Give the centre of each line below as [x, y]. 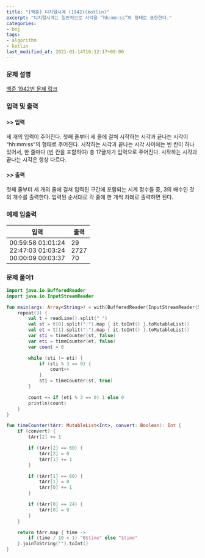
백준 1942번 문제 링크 [32, 89]
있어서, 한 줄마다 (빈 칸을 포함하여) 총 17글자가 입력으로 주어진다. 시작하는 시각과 [102, 152]
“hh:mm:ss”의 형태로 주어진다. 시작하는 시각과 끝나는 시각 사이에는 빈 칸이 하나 [101, 144]
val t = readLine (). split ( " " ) [68, 319]
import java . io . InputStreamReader [50, 296]
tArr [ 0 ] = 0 [54, 510]
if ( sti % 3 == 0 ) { [65, 364]
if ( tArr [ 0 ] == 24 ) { [56, 504]
